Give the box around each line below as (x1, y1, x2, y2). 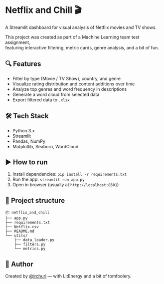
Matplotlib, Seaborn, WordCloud (12, 143, 79, 149)
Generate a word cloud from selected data (12, 91, 100, 97)
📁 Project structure (5, 196, 65, 205)
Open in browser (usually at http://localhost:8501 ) (12, 182, 119, 188)
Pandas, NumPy (12, 138, 46, 144)
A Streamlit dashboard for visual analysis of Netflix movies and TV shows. (5, 24, 157, 30)
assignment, (5, 39, 31, 45)
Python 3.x (12, 127, 35, 133)
